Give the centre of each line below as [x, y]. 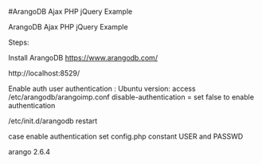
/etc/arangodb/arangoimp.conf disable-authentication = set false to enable [131, 97]
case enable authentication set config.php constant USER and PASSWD [126, 136]
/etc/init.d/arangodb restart [53, 121]
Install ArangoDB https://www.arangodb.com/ [83, 58]
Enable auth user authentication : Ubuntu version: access [102, 88]
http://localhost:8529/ [44, 73]
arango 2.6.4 [29, 152]
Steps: [19, 42]
